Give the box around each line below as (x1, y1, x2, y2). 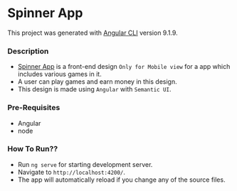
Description (7, 46, 49, 56)
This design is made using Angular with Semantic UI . (17, 85, 172, 94)
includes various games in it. (17, 70, 102, 79)
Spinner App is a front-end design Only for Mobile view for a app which (17, 62, 231, 71)
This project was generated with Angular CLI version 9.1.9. (7, 28, 178, 37)
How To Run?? (7, 144, 58, 154)
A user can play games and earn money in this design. (17, 77, 177, 86)
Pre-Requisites (7, 103, 60, 113)
